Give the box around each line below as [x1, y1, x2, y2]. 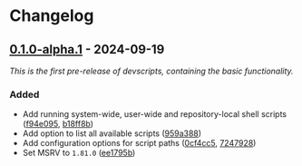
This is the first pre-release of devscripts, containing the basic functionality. [9, 65, 294, 76]
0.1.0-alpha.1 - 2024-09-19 [9, 42, 165, 57]
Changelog [9, 5, 94, 26]
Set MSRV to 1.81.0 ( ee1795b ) [22, 147, 136, 159]
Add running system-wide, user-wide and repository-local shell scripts [22, 109, 287, 120]
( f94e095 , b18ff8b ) [22, 119, 93, 130]
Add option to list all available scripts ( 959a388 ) [22, 128, 202, 139]
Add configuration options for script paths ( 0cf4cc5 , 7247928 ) [22, 138, 257, 149]
